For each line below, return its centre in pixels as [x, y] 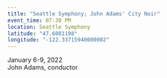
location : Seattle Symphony [49, 27]
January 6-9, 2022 [35, 60]
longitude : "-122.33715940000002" [59, 40]
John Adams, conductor [43, 67]
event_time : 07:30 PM [39, 20]
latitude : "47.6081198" [43, 33]
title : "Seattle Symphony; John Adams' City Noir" [84, 14]
